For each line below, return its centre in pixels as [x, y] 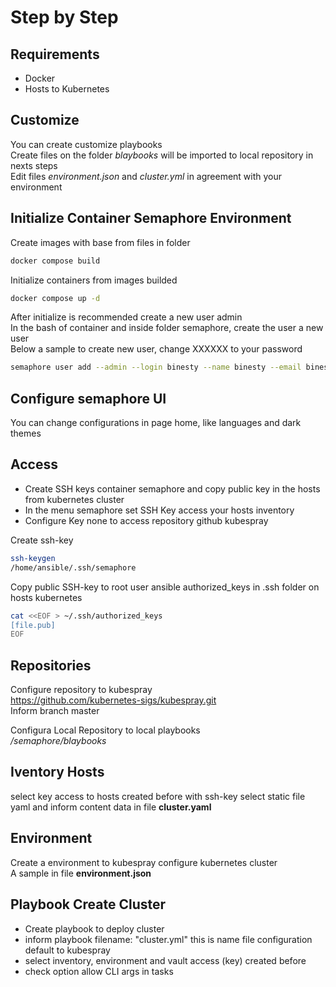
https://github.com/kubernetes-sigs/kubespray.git [113, 700]
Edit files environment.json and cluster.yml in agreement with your [146, 176]
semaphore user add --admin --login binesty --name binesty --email [156, 367]
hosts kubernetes [46, 597]
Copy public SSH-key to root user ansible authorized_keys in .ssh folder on [165, 587]
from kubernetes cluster [74, 499]
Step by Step [64, 17]
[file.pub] [33, 625]
